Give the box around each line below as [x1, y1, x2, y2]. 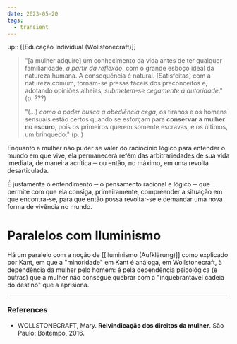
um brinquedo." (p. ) [24, 130, 83, 138]
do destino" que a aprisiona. [7, 280, 90, 290]
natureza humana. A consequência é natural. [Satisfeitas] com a [24, 71, 211, 80]
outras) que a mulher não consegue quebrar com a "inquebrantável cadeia [7, 273, 224, 282]
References [7, 305, 48, 315]
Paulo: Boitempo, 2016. [17, 328, 85, 337]
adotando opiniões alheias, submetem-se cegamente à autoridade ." [24, 86, 224, 95]
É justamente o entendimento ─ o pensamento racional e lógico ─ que [7, 180, 210, 189]
